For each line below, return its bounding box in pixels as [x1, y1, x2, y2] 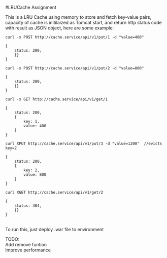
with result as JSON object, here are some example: [5, 25, 114, 31]
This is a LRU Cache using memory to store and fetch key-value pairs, [5, 14, 151, 20]
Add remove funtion [5, 242, 47, 247]
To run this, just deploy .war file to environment [5, 227, 104, 232]
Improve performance [5, 247, 51, 253]
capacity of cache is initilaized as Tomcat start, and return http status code [5, 20, 162, 25]
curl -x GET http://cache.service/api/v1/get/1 [5, 97, 108, 102]
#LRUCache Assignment [5, 5, 57, 10]
